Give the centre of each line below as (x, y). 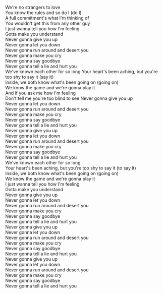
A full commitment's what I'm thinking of (47, 18)
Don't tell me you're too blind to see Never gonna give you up (69, 98)
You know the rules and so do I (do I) (43, 13)
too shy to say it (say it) (30, 77)
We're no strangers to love (33, 7)
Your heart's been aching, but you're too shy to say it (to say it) (71, 168)
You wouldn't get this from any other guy (48, 23)
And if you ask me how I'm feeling (41, 93)
